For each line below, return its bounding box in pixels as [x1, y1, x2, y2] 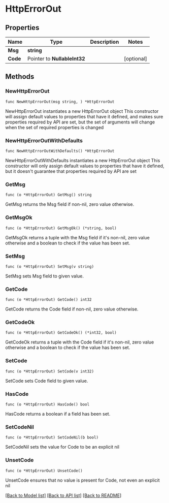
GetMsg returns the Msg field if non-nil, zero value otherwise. [5, 201, 134, 207]
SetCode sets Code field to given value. [5, 378, 88, 384]
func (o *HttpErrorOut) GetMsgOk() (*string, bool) [5, 226, 117, 231]
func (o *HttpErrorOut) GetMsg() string [5, 193, 92, 198]
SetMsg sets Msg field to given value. [5, 273, 84, 279]
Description [90, 39, 119, 45]
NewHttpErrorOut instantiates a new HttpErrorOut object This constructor [5, 108, 159, 114]
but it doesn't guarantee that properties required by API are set [5, 168, 137, 174]
